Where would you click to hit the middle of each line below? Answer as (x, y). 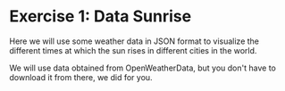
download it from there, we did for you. (81, 77)
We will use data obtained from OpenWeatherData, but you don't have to (143, 68)
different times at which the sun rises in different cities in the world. (133, 50)
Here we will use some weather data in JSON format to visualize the (134, 41)
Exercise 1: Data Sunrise (101, 17)
